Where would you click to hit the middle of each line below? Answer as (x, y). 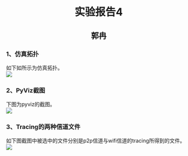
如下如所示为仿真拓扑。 (34, 68)
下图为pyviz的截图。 (31, 104)
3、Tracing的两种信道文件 (43, 127)
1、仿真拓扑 (23, 54)
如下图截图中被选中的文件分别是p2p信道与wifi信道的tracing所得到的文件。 (96, 141)
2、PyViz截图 (26, 90)
